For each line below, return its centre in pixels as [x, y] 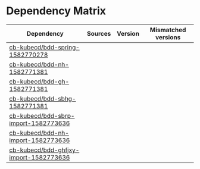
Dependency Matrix [56, 11]
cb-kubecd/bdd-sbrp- [42, 115]
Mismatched [168, 30]
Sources [99, 33]
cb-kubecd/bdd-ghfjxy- [44, 150]
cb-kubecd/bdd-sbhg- [43, 98]
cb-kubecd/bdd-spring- [45, 47]
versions [168, 37]
